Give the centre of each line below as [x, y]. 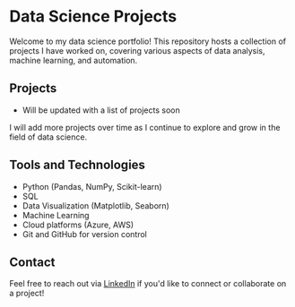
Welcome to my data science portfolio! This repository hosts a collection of [148, 41]
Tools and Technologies [78, 165]
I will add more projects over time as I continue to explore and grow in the [145, 127]
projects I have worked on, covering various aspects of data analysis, [138, 50]
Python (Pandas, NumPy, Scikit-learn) [92, 186]
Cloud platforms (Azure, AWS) [78, 225]
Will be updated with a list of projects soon [101, 110]
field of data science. [48, 137]
